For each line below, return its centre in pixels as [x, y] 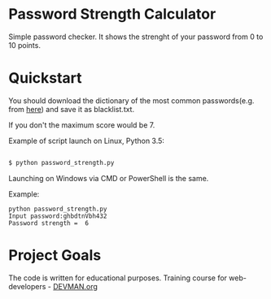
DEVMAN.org [75, 286]
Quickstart [46, 78]
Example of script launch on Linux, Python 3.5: [87, 141]
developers [27, 286]
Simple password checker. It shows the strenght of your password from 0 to [136, 37]
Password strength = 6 [49, 223]
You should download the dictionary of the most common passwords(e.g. [131, 100]
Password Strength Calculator [112, 14]
